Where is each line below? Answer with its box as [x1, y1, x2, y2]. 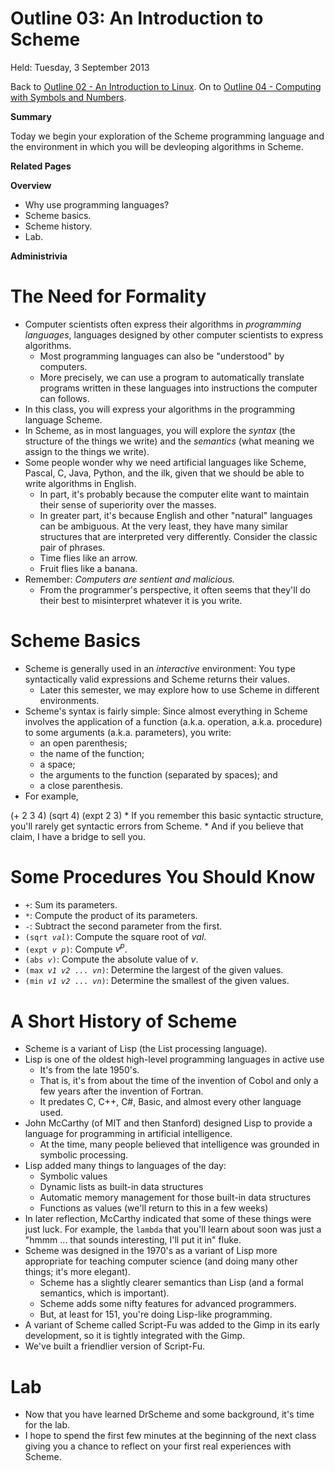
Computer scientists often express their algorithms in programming [24, 318, 302, 330]
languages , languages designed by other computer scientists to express [24, 328, 324, 341]
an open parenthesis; [39, 737, 128, 749]
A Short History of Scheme [10, 1010, 238, 1032]
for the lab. [24, 1419, 70, 1431]
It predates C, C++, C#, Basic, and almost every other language [39, 1096, 302, 1108]
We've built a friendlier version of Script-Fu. [24, 1340, 206, 1352]
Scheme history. [24, 220, 93, 232]
